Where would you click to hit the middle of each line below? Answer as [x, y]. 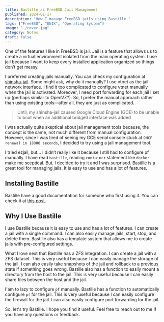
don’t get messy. [22, 67]
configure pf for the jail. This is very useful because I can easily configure [80, 294]
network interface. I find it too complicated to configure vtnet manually [77, 87]
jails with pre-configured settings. [39, 244]
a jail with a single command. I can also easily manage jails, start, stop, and [81, 233]
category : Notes [22, 33]
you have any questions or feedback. [42, 314]
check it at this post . [26, 201]
